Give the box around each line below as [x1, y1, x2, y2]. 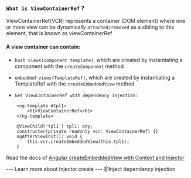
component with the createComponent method [14, 63, 124, 70]
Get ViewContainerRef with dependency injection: [14, 93, 139, 98]
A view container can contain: [6, 43, 81, 50]
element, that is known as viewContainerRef [6, 30, 112, 37]
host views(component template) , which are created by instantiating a [14, 56, 183, 63]
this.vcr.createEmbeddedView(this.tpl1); [27, 139, 130, 145]
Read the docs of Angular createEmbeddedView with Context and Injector [6, 154, 185, 161]
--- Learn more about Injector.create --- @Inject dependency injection [6, 165, 176, 172]
